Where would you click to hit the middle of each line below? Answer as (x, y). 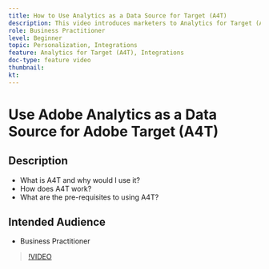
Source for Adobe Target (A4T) (113, 131)
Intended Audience (57, 222)
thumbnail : (26, 68)
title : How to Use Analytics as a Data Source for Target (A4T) (118, 16)
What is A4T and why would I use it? (80, 180)
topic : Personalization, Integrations (73, 45)
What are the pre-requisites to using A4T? (89, 197)
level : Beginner (35, 38)
